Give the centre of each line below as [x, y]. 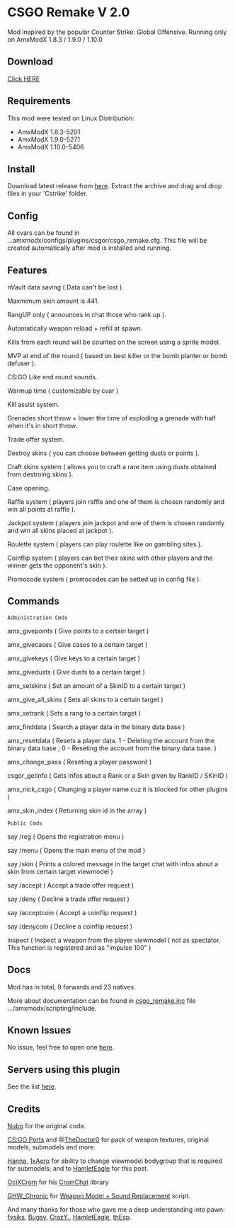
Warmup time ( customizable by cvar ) [63, 391]
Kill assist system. [34, 404]
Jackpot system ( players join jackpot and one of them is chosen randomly [116, 523]
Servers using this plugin [64, 1069]
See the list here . [32, 1086]
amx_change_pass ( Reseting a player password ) [80, 762]
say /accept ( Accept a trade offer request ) [71, 885]
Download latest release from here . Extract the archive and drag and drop [115, 186]
